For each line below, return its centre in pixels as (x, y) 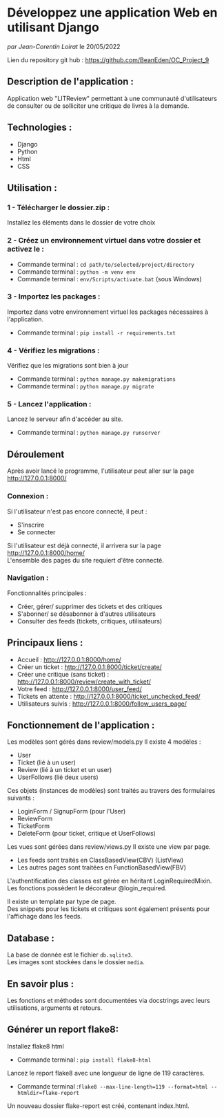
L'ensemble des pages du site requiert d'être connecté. (85, 560)
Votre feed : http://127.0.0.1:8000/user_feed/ (80, 688)
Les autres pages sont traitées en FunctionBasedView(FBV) (102, 867)
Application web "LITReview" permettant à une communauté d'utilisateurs (112, 98)
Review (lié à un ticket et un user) (64, 770)
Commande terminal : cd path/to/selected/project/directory (105, 264)
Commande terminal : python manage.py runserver (89, 433)
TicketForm (33, 826)
